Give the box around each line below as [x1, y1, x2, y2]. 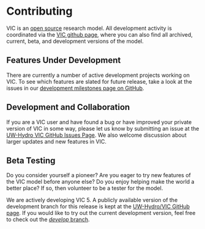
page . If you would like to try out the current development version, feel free [6, 209, 196, 217]
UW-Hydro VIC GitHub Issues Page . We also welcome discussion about [6, 131, 187, 139]
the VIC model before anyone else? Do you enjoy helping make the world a [6, 178, 195, 186]
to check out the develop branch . [6, 216, 90, 224]
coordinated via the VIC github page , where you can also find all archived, [6, 31, 193, 38]
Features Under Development [6, 55, 121, 65]
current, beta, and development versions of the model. [6, 37, 144, 45]
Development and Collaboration [6, 102, 130, 112]
